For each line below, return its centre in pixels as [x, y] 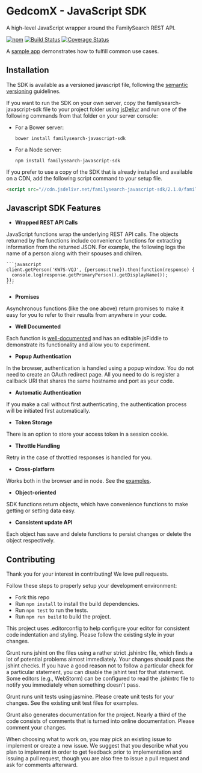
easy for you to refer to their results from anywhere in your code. [87, 315]
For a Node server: [38, 150]
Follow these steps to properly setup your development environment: [92, 586]
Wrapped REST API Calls [46, 223]
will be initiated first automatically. [48, 411]
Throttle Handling [37, 446]
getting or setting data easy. [41, 511]
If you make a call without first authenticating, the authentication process [96, 404]
